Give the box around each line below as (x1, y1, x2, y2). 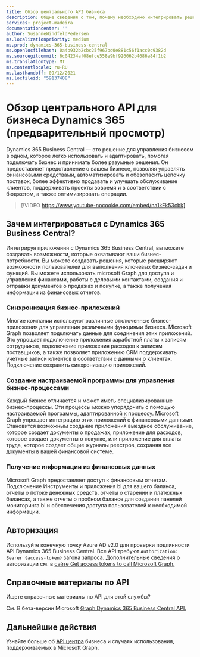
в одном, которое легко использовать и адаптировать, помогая (6, 153, 169, 160)
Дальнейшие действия (6, 622, 97, 632)
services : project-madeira (6, 20, 73, 26)
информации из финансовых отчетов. (6, 289, 102, 296)
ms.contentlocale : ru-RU (6, 64, 68, 70)
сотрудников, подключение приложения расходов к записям (6, 342, 162, 349)
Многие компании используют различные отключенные (6, 317, 150, 324)
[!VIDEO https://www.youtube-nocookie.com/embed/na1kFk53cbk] (20, 202, 186, 209)
